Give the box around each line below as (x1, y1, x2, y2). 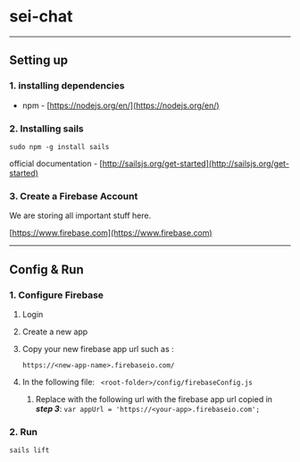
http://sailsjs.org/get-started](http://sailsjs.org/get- (102, 158, 290, 169)
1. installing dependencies (9, 80, 125, 92)
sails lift (9, 446, 50, 455)
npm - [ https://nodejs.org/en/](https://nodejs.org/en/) (21, 100, 221, 111)
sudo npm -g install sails (9, 142, 110, 151)
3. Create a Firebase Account (9, 189, 138, 202)
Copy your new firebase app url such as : (21, 343, 174, 354)
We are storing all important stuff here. (9, 210, 152, 221)
